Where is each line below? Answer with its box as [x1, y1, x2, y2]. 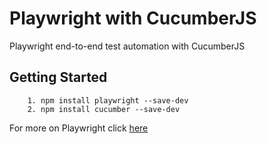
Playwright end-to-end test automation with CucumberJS [9, 40, 246, 52]
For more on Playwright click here [9, 122, 149, 134]
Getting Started [9, 69, 108, 86]
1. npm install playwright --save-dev [27, 95, 189, 106]
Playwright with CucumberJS [9, 7, 257, 30]
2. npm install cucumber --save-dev [27, 104, 181, 114]
